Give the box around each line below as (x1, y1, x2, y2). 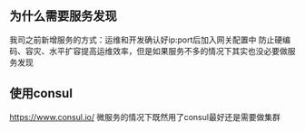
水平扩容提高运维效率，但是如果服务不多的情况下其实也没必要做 (48, 45, 288, 56)
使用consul (9, 86, 73, 101)
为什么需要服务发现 (9, 8, 117, 24)
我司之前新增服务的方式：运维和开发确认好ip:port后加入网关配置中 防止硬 (9, 34, 283, 45)
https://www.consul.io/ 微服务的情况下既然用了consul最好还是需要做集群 (9, 111, 281, 122)
